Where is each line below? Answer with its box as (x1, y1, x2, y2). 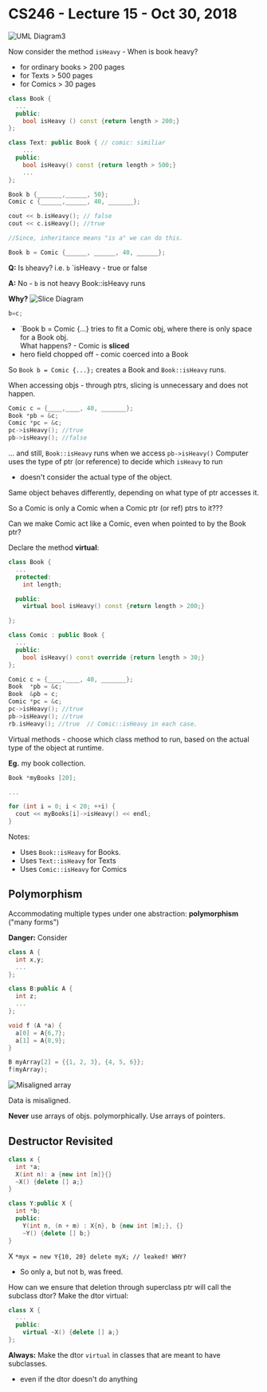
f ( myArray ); (8, 1066, 48, 1074)
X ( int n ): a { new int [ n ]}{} (15, 1170, 112, 1179)
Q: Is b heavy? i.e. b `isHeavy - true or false (8, 263, 147, 272)
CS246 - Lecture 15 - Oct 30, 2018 (8, 5, 238, 23)
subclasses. (8, 1358, 48, 1368)
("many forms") (8, 917, 60, 927)
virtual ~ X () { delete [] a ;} (22, 1328, 120, 1337)
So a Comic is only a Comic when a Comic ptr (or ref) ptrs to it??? (8, 503, 223, 513)
